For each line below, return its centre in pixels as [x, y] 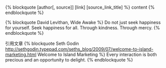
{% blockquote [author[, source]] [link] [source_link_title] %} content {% [80, 7]
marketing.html [21, 54]
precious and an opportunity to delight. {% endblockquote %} [69, 60]
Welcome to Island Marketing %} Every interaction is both [97, 54]
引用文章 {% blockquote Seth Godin [42, 43]
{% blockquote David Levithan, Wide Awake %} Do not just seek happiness [83, 22]
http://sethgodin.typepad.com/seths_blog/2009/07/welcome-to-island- [79, 49]
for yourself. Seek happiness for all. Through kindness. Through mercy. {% [82, 28]
